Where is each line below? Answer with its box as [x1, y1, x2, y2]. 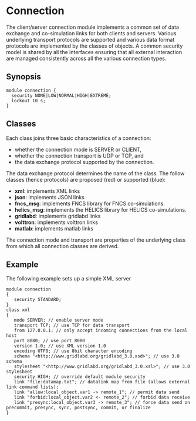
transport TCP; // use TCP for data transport [13, 322, 130, 329]
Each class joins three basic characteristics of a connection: [6, 134, 151, 142]
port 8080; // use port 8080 [13, 338, 85, 344]
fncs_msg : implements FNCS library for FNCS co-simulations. [14, 200, 165, 207]
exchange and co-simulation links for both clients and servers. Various [6, 29, 177, 36]
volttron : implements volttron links [14, 219, 99, 226]
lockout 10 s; [11, 98, 46, 103]
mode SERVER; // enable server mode [13, 318, 104, 323]
